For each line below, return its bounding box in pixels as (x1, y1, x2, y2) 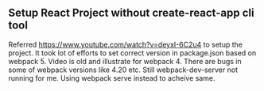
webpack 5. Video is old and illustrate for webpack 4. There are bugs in (8, 56, 242, 66)
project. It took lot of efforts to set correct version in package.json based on (8, 47, 257, 58)
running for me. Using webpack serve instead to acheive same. (8, 73, 215, 82)
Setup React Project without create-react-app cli (8, 6, 254, 20)
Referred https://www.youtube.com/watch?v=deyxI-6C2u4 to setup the (8, 40, 243, 49)
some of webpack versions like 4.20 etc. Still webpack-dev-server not (8, 65, 239, 74)
